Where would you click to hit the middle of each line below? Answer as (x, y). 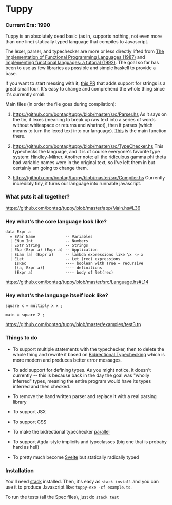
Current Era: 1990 (28, 25)
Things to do (21, 338)
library (20, 402)
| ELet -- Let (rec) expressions (65, 259)
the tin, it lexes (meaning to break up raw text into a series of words (84, 120)
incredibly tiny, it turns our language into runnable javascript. (77, 184)
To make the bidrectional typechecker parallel (61, 431)
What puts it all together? (38, 197)
